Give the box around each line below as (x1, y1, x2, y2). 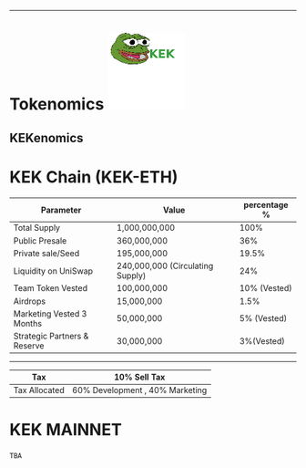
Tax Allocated (13, 385, 66, 396)
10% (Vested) (240, 283, 293, 294)
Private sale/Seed (13, 247, 80, 258)
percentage (243, 200, 289, 211)
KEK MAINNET (9, 419, 123, 440)
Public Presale (13, 234, 67, 246)
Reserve (13, 340, 45, 351)
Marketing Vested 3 (13, 307, 87, 319)
